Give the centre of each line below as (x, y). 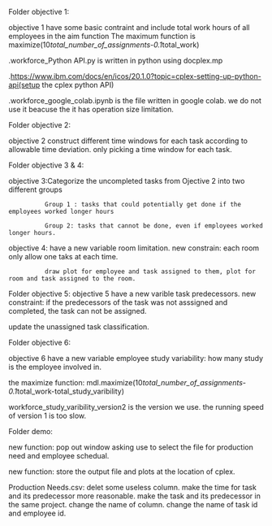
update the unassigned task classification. (79, 327)
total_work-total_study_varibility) (71, 391)
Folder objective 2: (40, 125)
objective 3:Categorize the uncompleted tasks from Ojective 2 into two (127, 181)
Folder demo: (30, 431)
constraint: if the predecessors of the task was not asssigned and (118, 302)
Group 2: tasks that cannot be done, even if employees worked (154, 226)
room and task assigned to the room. (72, 279)
